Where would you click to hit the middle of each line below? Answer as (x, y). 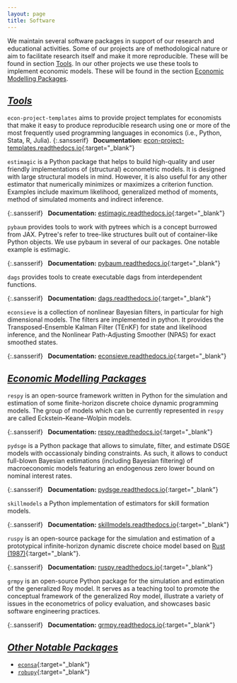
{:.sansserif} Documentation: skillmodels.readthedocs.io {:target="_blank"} (118, 525)
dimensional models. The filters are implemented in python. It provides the (116, 319)
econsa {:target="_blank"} (54, 664)
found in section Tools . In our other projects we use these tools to (103, 63)
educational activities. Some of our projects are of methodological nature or (117, 48)
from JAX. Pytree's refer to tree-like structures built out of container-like (112, 234)
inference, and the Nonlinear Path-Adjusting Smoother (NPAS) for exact (111, 335)
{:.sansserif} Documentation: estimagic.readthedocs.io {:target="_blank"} (116, 213)
